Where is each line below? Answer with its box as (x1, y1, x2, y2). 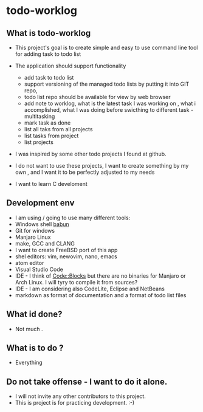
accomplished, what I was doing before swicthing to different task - (24, 106, 194, 113)
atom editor (15, 259, 44, 266)
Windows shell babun (15, 220, 70, 228)
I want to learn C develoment (15, 180, 88, 187)
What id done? (6, 309, 63, 320)
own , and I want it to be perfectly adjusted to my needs (15, 168, 155, 176)
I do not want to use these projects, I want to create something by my (15, 162, 189, 169)
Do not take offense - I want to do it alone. (6, 376, 168, 386)
